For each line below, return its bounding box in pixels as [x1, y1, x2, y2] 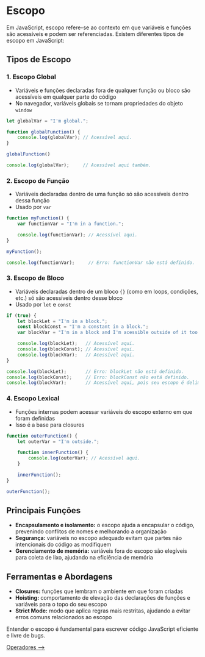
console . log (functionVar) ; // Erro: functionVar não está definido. [6, 260, 195, 266]
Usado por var [15, 204, 52, 211]
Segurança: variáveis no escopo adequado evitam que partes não [15, 534, 182, 542]
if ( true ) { [6, 312, 37, 319]
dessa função [15, 197, 50, 204]
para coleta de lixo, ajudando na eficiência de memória [15, 554, 154, 561]
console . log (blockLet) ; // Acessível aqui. [17, 341, 135, 347]
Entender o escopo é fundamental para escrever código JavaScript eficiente [6, 625, 199, 633]
